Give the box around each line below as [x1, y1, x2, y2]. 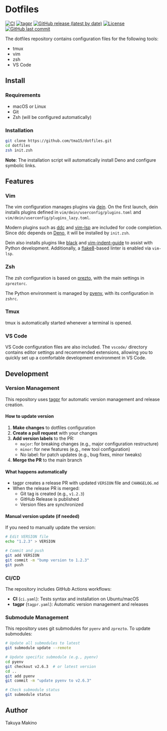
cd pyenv [5, 659, 24, 664]
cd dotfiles [5, 143, 30, 148]
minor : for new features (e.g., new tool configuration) [20, 446, 131, 452]
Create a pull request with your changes [12, 430, 98, 436]
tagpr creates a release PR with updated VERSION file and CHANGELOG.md [12, 480, 159, 486]
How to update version [5, 413, 54, 419]
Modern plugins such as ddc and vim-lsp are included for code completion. [5, 225, 162, 231]
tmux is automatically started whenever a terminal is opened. [5, 319, 133, 326]
